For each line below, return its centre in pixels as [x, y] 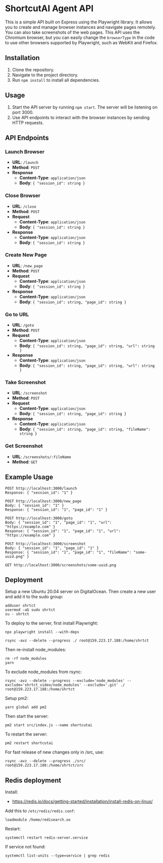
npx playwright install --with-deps [42, 632]
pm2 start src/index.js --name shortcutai [49, 725]
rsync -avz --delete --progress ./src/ [45, 761]
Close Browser [23, 196]
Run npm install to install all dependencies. [56, 80]
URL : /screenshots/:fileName [42, 457]
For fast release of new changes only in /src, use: [54, 752]
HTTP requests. [28, 123]
